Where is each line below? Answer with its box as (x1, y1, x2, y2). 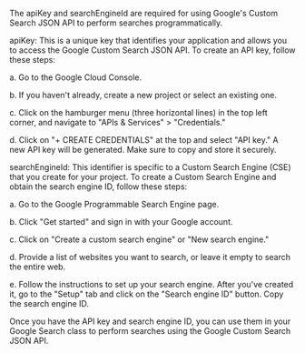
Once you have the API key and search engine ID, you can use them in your (9, 316, 291, 327)
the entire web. (9, 261, 66, 272)
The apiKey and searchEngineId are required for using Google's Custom (9, 8, 279, 18)
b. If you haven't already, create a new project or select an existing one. (9, 90, 277, 100)
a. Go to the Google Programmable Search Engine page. (9, 199, 220, 209)
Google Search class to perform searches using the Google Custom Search (9, 326, 291, 336)
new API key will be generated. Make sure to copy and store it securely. (9, 145, 277, 155)
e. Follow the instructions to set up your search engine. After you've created (9, 279, 294, 289)
